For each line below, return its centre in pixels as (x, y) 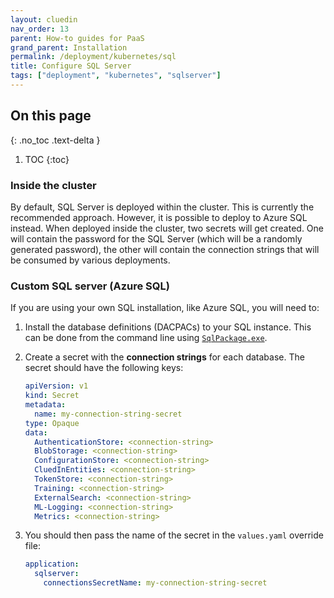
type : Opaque (52, 423)
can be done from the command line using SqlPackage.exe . (146, 338)
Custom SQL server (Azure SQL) (90, 286)
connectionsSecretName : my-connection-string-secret (155, 583)
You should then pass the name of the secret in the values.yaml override (174, 535)
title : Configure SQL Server (71, 66)
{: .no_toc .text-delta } (55, 140)
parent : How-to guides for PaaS (77, 38)
